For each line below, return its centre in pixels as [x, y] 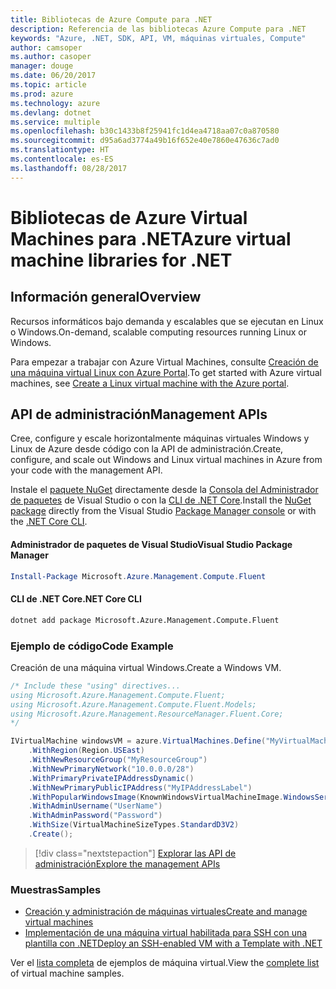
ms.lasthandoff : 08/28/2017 [69, 168]
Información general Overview [106, 297]
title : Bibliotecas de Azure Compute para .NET [111, 19]
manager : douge [42, 66]
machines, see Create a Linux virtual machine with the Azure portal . [150, 383]
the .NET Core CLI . [49, 522]
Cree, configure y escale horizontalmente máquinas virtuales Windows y [160, 438]
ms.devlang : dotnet [51, 112]
